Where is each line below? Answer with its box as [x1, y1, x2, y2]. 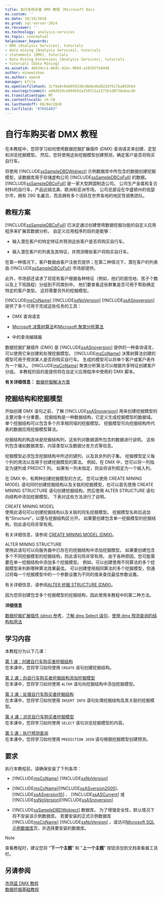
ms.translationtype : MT [5, 93, 53, 98]
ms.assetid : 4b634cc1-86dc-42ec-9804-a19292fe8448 [5, 66, 110, 71]
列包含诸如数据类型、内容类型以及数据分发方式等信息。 [5, 443, 115, 449]
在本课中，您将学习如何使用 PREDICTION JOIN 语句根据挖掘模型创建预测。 [5, 736, 151, 742]
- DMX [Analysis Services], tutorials [5, 43, 83, 48]
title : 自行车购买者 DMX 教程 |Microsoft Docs [5, 7, 95, 12]
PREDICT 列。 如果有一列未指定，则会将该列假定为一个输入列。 [27, 465, 154, 471]
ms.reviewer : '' [5, 25, 38, 30]
